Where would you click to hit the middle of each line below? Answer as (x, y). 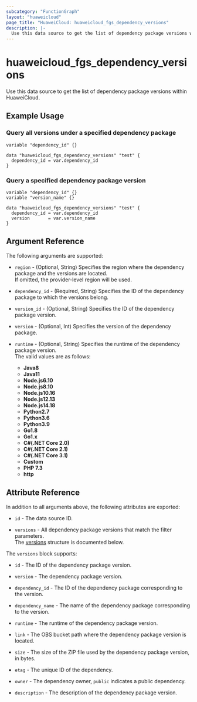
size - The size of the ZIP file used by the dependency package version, (102, 652)
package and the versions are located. (61, 273)
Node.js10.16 (39, 392)
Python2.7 (36, 411)
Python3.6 (36, 418)
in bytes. (25, 658)
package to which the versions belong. (61, 297)
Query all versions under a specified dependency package (91, 133)
